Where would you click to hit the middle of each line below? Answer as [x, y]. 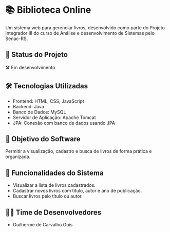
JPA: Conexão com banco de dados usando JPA [64, 123]
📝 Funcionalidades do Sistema [54, 173]
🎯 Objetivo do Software [43, 139]
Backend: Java [29, 106]
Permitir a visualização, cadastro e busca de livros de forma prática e [79, 151]
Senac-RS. [17, 38]
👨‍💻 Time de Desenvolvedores [53, 212]
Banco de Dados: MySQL [39, 112]
